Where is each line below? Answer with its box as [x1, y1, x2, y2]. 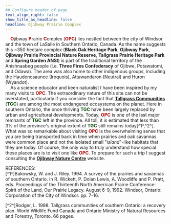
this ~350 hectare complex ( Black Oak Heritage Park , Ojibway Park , [5, 47, 150, 53]
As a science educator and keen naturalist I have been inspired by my [10, 85, 157, 91]
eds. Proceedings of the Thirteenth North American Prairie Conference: [5, 182, 156, 188]
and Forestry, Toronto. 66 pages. [5, 213, 75, 219]
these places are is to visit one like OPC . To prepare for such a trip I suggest [5, 150, 166, 156]
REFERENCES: [5, 165, 36, 171]
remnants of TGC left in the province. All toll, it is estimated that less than [5, 117, 159, 123]
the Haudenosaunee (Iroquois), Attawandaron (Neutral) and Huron [5, 74, 145, 80]
